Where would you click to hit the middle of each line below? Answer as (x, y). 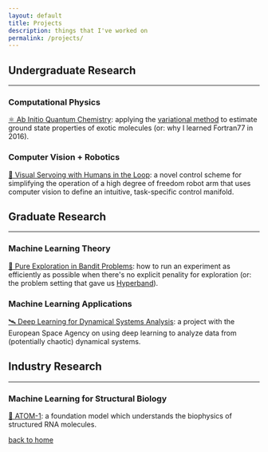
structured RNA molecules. (53, 425)
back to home (31, 440)
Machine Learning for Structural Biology (88, 398)
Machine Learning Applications (71, 303)
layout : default (35, 16)
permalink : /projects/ (46, 38)
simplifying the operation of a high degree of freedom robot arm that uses (130, 183)
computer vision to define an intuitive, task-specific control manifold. (121, 192)
